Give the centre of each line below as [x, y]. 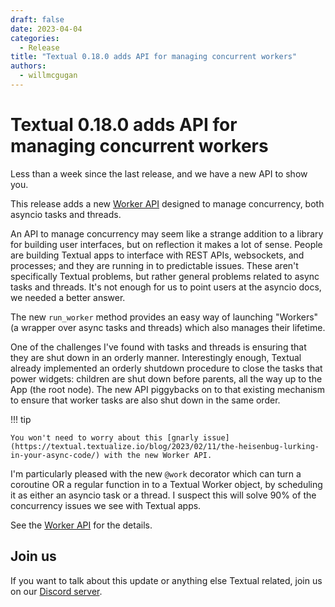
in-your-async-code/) [55, 455]
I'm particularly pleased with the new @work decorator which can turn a [156, 473]
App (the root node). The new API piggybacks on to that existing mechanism [167, 389]
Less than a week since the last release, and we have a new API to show [159, 173]
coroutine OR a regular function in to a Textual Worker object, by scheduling [166, 484]
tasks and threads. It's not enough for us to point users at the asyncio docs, [166, 287]
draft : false [37, 19]
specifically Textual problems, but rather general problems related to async [165, 276]
